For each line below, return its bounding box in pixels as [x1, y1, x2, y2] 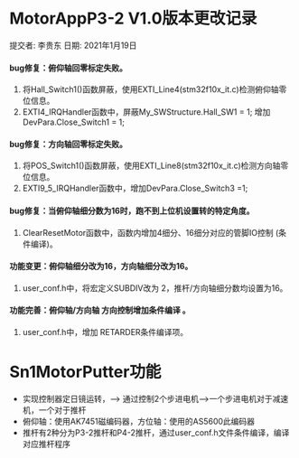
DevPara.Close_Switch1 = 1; [22, 117, 125, 127]
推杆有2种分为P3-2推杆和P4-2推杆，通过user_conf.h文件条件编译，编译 [22, 426, 290, 438]
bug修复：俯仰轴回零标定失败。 [9, 62, 128, 73]
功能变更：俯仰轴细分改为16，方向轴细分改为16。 [9, 261, 193, 272]
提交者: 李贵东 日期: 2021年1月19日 [9, 40, 137, 51]
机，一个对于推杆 [22, 404, 87, 416]
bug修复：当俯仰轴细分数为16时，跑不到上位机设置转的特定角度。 [9, 205, 255, 216]
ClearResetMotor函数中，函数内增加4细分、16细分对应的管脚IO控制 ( [22, 227, 279, 238]
